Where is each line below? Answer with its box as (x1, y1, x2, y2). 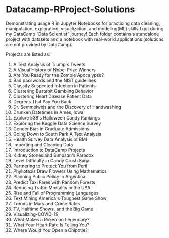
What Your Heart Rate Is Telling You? (13, 222, 90, 228)
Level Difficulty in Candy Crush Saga (13, 157, 90, 163)
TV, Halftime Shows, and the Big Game (13, 206, 94, 212)
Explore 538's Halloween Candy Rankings (13, 114, 100, 121)
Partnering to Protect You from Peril (13, 163, 88, 169)
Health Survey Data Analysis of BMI (13, 136, 87, 142)
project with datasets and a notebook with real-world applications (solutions (6, 36, 164, 42)
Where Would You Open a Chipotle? (13, 227, 88, 233)
